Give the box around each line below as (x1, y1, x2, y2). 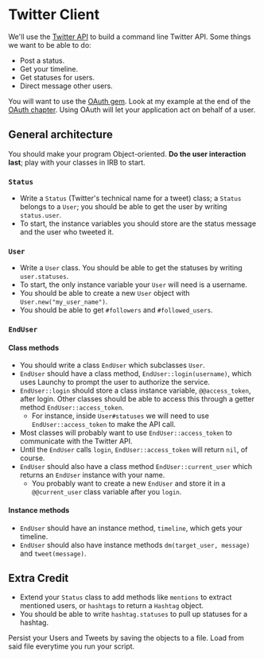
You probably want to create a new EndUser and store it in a (31, 479, 226, 488)
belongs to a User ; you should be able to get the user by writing (19, 202, 228, 211)
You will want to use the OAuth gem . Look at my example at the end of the (8, 96, 251, 106)
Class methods (8, 343, 60, 352)
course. (19, 453, 45, 463)
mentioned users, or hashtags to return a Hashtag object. (19, 601, 204, 611)
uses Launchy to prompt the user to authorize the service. (19, 378, 211, 387)
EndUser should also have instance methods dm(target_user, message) (19, 540, 250, 549)
